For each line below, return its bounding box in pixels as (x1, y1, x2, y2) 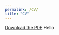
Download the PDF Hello (5, 24, 55, 30)
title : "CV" (5, 12, 29, 16)
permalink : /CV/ (5, 7, 38, 12)
